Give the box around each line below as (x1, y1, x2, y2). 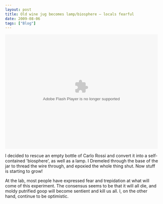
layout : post (5, 7, 32, 12)
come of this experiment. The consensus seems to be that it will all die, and (5, 183, 157, 189)
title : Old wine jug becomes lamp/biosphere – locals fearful (5, 12, 134, 17)
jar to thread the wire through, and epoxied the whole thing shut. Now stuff (5, 163, 155, 169)
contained (5, 158, 25, 164)
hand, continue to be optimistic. (5, 193, 69, 199)
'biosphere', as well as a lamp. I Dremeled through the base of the (26, 158, 159, 164)
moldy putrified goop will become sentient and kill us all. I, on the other (5, 188, 148, 194)
